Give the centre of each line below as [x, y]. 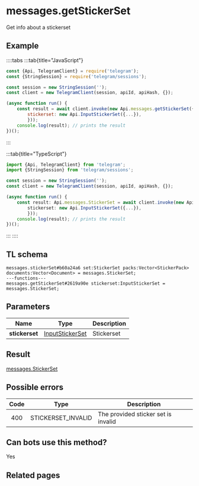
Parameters [28, 307]
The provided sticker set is [134, 414]
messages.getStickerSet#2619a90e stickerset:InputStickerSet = [86, 284]
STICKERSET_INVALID [61, 417]
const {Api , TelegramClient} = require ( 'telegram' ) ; [73, 71]
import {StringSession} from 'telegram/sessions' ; [70, 170]
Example [23, 46]
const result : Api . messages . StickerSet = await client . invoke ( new [100, 202]
